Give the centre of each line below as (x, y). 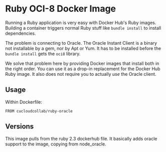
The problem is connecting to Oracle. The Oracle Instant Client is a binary (81, 43)
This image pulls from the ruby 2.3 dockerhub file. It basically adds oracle (81, 138)
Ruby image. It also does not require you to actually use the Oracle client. (81, 74)
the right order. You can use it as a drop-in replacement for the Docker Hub (83, 69)
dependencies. (21, 33)
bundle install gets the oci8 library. (43, 54)
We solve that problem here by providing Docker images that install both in (82, 63)
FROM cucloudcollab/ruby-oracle (39, 111)
